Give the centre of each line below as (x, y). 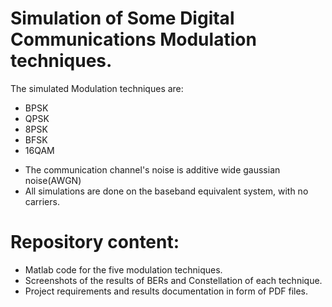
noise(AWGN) (53, 180)
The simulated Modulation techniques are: (97, 88)
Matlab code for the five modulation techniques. (123, 269)
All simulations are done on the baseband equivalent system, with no (166, 191)
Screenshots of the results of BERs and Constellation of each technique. (173, 280)
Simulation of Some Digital (122, 18)
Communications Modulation (133, 39)
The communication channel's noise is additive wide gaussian (152, 169)
